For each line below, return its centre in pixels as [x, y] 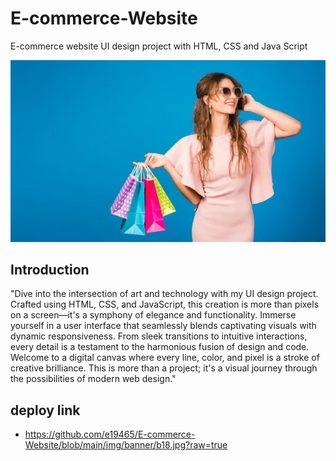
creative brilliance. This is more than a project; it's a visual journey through [164, 368]
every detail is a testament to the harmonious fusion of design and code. [160, 347]
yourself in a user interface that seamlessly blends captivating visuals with [163, 326]
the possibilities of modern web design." [93, 379]
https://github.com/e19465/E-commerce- [110, 434]
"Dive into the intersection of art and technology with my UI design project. [164, 294]
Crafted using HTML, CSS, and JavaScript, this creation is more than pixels [165, 304]
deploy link [45, 410]
